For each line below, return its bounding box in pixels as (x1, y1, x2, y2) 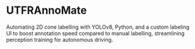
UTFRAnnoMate (6, 4, 87, 17)
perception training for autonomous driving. (6, 36, 113, 43)
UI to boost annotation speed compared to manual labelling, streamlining (6, 29, 185, 36)
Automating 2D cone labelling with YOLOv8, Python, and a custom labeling (6, 23, 190, 30)
